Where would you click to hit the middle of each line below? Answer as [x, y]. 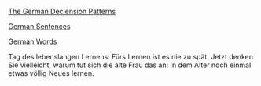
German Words [33, 41]
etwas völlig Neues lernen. [51, 73]
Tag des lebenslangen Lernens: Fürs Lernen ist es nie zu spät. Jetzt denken [131, 57]
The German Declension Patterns [62, 11]
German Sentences [39, 26]
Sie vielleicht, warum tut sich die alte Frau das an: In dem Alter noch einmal [130, 65]
